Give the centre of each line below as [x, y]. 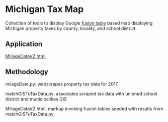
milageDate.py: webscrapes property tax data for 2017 [62, 84]
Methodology [27, 72]
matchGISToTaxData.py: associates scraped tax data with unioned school [81, 93]
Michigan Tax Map [45, 9]
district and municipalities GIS [36, 99]
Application [24, 44]
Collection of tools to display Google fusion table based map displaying [79, 23]
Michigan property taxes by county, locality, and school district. [71, 28]
